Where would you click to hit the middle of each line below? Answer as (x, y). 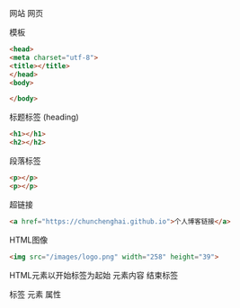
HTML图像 (29, 240)
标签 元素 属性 (35, 294)
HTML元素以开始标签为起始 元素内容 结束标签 (93, 275)
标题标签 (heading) (44, 117)
